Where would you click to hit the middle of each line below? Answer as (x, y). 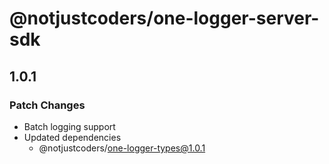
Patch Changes (47, 105)
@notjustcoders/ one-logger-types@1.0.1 (122, 148)
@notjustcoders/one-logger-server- (164, 18)
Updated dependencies (72, 137)
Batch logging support (69, 126)
